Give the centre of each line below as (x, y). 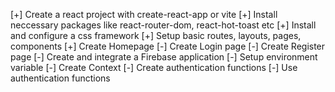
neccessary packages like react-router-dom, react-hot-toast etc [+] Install (163, 25)
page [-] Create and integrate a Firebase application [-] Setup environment (164, 57)
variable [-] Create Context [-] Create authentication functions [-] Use (154, 67)
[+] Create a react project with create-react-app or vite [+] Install (144, 14)
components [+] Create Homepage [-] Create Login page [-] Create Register (168, 46)
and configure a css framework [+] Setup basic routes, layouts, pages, (156, 35)
